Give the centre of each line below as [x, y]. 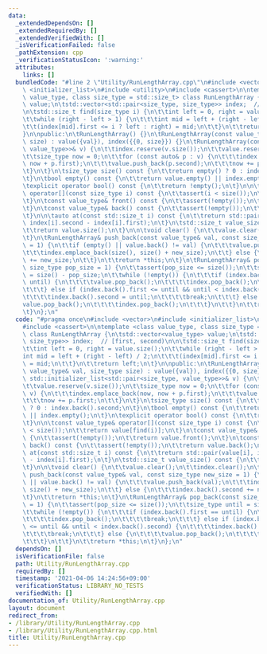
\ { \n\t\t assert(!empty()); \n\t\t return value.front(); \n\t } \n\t [133, 438]
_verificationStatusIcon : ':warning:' [80, 61]
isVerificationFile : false [60, 556]
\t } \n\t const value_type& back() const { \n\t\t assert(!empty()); [133, 208]
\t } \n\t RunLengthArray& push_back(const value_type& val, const [131, 238]
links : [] [39, 75]
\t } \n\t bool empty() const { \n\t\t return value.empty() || [122, 179]
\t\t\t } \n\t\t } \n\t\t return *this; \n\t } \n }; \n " [103, 542]
